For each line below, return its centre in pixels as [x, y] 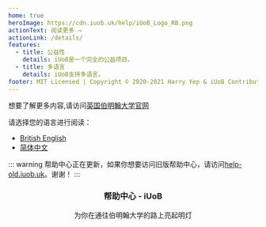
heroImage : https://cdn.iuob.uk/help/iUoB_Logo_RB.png [101, 23]
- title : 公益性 [40, 52]
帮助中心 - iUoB [133, 196]
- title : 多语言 [40, 67]
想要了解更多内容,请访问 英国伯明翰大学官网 [79, 105]
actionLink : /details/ [46, 38]
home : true [26, 15]
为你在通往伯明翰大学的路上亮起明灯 [133, 215]
